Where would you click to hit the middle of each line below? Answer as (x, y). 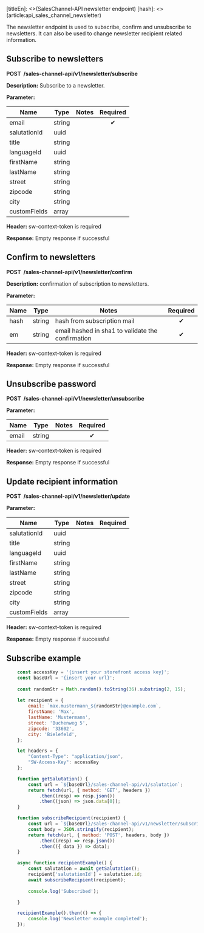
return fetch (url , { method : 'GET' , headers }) (89, 790)
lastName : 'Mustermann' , (59, 718)
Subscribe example (44, 658)
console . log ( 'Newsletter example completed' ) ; (88, 919)
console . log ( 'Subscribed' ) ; (63, 891)
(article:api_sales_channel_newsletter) (54, 15)
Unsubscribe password (51, 384)
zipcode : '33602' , (51, 729)
